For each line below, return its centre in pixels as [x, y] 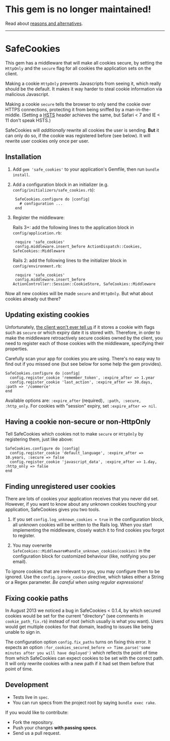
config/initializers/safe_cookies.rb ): [54, 190]
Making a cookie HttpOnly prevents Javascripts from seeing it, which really [83, 83]
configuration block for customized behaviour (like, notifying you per [84, 556]
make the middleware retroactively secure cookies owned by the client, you [84, 338]
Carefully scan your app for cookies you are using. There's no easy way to [83, 358]
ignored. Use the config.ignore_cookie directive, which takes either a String [84, 577]
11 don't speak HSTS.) [28, 120]
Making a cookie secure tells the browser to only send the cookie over [78, 104]
